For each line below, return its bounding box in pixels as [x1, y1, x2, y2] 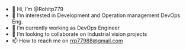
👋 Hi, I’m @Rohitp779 [11, 6, 64, 12]
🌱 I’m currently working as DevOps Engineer [11, 24, 120, 31]
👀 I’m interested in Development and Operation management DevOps [11, 12, 181, 19]
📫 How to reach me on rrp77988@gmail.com [11, 37, 123, 44]
